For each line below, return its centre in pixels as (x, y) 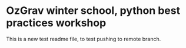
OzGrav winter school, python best (93, 11)
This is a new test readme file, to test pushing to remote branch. (84, 39)
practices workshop (56, 23)
